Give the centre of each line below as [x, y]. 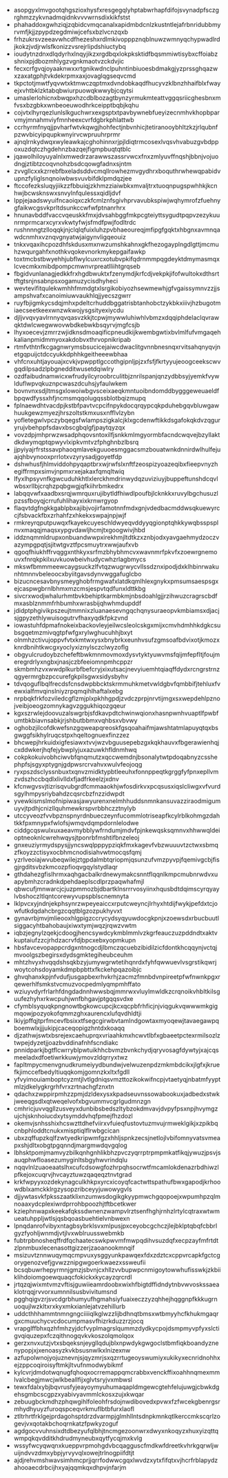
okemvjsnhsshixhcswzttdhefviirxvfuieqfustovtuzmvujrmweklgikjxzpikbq [116, 1123]
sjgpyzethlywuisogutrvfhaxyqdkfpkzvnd [71, 618]
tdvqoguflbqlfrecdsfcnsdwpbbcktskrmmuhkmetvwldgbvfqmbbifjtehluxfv [117, 684]
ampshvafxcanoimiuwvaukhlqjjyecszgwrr [72, 295]
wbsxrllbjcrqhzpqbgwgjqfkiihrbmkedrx [69, 486]
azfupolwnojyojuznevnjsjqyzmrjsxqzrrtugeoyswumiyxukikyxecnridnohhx [117, 1358]
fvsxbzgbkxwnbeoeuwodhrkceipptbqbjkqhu [76, 105]
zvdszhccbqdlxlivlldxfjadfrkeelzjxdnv [66, 779]
